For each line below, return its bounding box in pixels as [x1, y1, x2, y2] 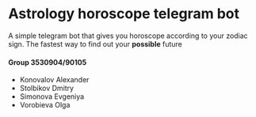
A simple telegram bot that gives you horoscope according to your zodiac [8, 31, 248, 40]
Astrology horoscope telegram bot [8, 5, 240, 23]
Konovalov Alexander [19, 75, 90, 85]
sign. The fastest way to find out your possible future [8, 39, 182, 48]
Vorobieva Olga [19, 100, 71, 110]
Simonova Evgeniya [19, 92, 85, 101]
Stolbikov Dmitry [19, 84, 74, 93]
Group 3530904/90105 [8, 57, 87, 67]
